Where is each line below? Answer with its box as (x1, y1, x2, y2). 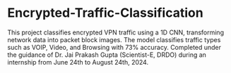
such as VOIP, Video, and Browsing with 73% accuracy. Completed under (7, 43, 221, 51)
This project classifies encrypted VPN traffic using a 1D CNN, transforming (7, 28, 225, 36)
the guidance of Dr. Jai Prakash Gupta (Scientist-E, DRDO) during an (7, 51, 207, 59)
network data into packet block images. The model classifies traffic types (7, 35, 221, 44)
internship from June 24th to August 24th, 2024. (7, 58, 149, 66)
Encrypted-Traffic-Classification (7, 5, 203, 21)
